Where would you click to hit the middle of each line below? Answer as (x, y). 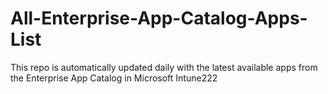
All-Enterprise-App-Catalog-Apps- (159, 18)
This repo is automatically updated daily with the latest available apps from (164, 67)
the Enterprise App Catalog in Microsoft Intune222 (114, 78)
